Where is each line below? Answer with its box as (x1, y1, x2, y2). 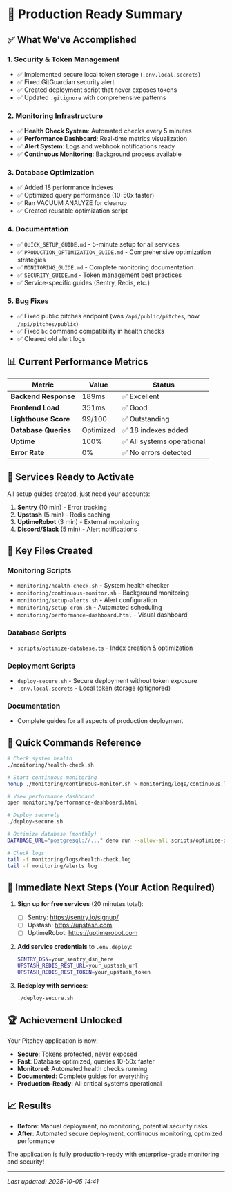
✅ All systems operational (122, 436, 206, 446)
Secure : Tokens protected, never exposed (17, 1050, 137, 1058)
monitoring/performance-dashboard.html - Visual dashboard (17, 611, 188, 619)
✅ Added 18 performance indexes (17, 183, 114, 192)
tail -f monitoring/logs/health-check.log (7, 856, 131, 863)
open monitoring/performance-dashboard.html (7, 799, 137, 807)
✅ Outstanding (122, 414, 170, 423)
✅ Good (122, 403, 148, 412)
